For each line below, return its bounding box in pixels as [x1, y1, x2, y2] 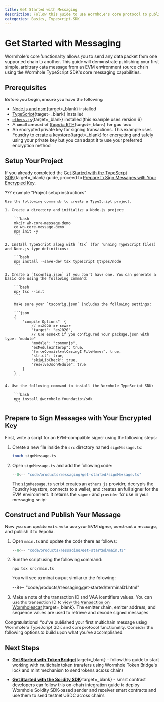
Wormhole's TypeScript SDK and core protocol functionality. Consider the [5, 625, 154, 630]
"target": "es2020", [31, 327, 73, 332]
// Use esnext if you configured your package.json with [31, 332, 150, 337]
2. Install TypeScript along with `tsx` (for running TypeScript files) [5, 242, 156, 247]
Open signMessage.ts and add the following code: [12, 462, 113, 468]
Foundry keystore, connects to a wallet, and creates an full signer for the [12, 486, 159, 492]
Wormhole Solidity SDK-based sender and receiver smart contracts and [12, 687, 156, 693]
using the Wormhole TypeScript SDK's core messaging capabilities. [5, 69, 141, 75]
